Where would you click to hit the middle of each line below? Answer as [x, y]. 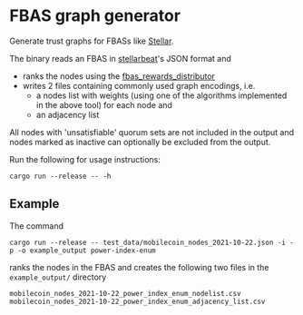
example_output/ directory [58, 277]
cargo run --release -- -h [60, 176]
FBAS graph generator [95, 16]
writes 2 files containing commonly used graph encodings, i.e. [139, 85]
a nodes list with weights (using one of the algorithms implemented [161, 95]
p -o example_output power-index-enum [83, 251]
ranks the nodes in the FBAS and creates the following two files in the [139, 267]
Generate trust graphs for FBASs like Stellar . [92, 41]
